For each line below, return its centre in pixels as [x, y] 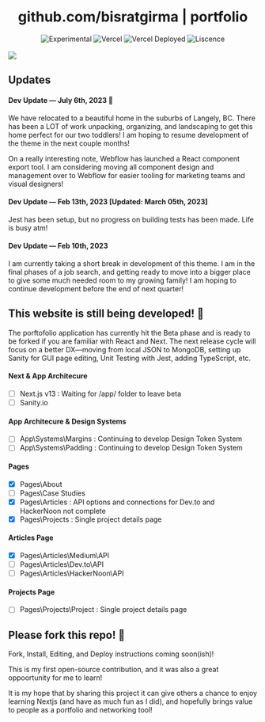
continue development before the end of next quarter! [96, 288]
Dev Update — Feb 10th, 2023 [58, 246]
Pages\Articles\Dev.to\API [62, 564]
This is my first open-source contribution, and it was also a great [114, 670]
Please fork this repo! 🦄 [67, 635]
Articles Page [31, 538]
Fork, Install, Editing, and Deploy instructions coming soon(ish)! [111, 654]
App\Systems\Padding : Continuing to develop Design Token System [131, 448]
